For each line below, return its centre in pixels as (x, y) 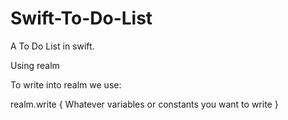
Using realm (35, 65)
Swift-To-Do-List (81, 18)
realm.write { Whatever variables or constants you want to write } (144, 104)
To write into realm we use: (66, 84)
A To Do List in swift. (52, 46)
